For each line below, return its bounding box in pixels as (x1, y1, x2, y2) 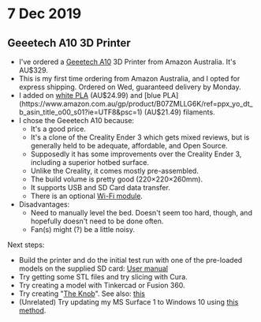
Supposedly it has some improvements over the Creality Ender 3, (30, 149, 242, 159)
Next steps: (7, 240, 45, 249)
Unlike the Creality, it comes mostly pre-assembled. (30, 167, 199, 175)
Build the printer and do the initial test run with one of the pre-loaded (18, 256, 243, 264)
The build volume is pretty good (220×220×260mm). (30, 174, 203, 184)
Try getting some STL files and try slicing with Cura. (18, 272, 188, 281)
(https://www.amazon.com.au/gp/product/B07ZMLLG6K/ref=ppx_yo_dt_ (18, 99, 253, 108)
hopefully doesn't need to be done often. (30, 216, 164, 226)
